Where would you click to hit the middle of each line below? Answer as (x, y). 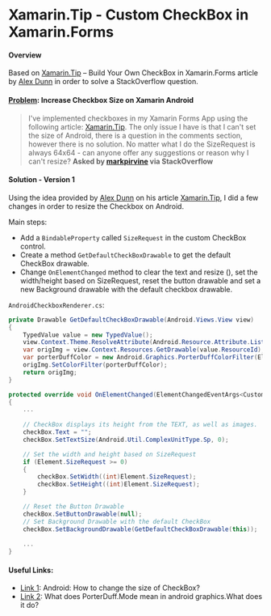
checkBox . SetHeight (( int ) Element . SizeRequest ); (119, 484)
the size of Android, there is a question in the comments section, (135, 135)
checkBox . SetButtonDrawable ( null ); (83, 514)
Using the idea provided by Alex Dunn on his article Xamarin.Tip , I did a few (133, 198)
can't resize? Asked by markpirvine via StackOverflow (121, 161)
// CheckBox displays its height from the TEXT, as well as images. (140, 425)
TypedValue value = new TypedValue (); (88, 335)
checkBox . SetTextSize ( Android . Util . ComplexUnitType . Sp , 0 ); (126, 440)
